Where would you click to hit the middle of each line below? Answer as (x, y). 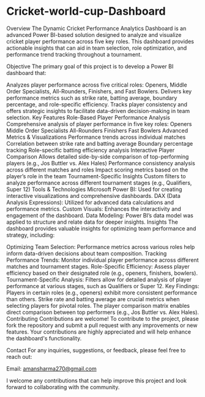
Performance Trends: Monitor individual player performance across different (102, 260)
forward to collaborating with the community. (63, 387)
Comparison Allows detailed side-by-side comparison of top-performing (98, 156)
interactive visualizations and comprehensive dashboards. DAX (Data (93, 195)
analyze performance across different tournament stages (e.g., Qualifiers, (99, 183)
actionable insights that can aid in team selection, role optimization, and (97, 48)
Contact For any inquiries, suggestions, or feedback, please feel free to (96, 350)
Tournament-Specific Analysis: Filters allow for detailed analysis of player (99, 279)
